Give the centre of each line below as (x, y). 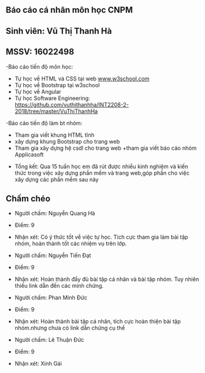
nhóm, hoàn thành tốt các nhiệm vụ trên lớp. (71, 244)
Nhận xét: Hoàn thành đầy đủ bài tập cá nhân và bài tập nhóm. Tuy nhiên (107, 279)
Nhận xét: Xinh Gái (38, 364)
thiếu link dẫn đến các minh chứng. (59, 286)
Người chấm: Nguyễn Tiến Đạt (53, 256)
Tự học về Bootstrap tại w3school (57, 85)
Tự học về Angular (38, 91)
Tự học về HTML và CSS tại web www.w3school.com (82, 79)
